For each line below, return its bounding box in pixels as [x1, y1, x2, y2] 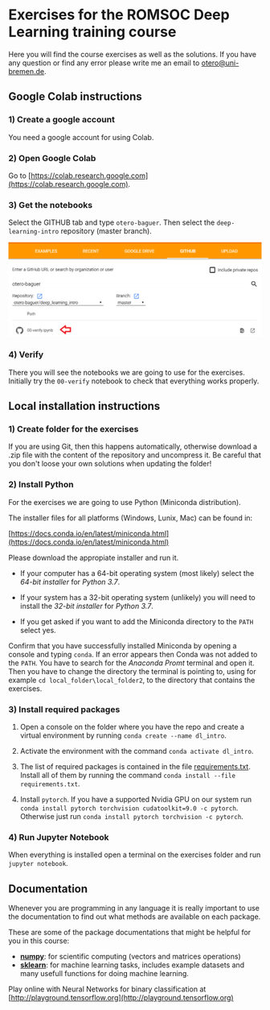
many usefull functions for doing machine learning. [19, 969, 189, 979]
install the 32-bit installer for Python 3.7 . [19, 601, 154, 611]
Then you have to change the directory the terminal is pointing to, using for [8, 666, 257, 676]
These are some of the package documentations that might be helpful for [8, 928, 252, 938]
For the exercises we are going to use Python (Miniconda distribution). [8, 497, 241, 507]
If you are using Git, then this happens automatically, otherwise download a [8, 441, 258, 452]
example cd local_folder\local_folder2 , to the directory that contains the [8, 675, 256, 685]
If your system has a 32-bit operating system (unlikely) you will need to [19, 592, 256, 602]
